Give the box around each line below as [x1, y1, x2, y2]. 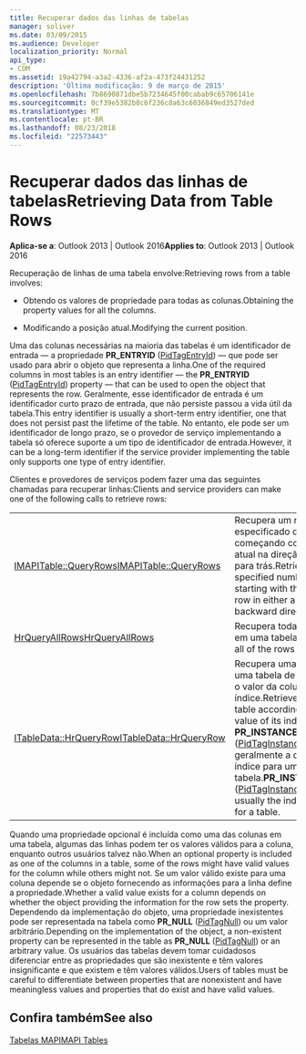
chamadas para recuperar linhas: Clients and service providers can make [9, 483, 282, 494]
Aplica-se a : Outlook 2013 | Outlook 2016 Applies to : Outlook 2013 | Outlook [9, 240, 295, 251]
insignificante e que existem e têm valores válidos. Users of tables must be [9, 964, 289, 976]
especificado [234, 525, 291, 538]
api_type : [9, 56, 47, 65]
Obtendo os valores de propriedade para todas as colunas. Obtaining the [22, 294, 294, 305]
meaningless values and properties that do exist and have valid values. [9, 984, 275, 995]
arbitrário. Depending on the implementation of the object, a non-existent [9, 925, 282, 936]
